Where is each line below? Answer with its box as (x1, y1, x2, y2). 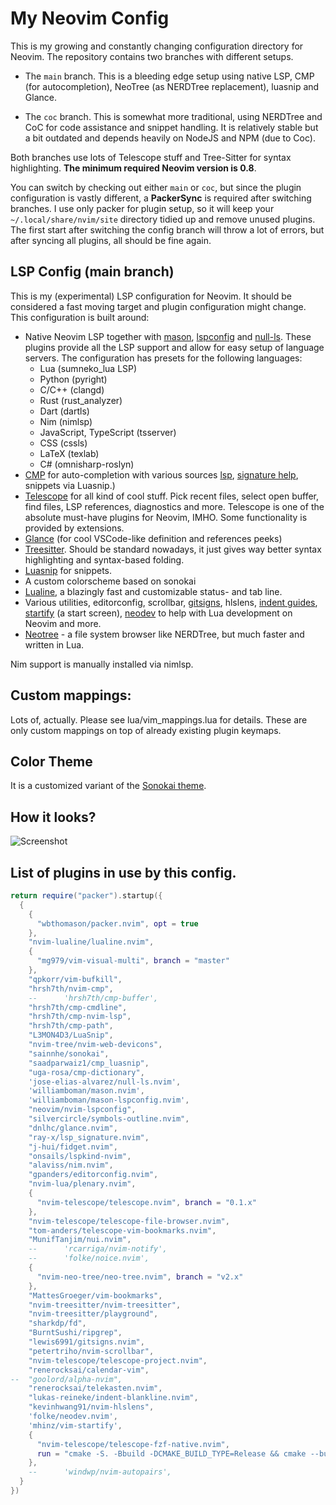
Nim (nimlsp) (39, 415, 93, 427)
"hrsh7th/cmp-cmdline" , (28, 1002, 128, 1012)
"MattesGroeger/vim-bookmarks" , (28, 1290, 163, 1301)
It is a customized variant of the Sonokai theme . (10, 780, 207, 792)
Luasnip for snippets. (24, 564, 113, 576)
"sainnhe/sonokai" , (28, 1048, 110, 1059)
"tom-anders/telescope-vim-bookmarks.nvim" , (28, 1225, 217, 1236)
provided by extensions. (24, 522, 125, 534)
